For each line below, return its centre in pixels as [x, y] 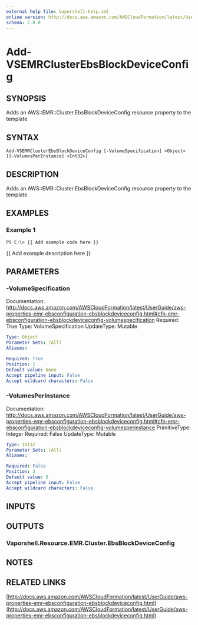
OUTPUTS [25, 526]
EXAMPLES [27, 213]
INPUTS [21, 507]
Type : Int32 [21, 445]
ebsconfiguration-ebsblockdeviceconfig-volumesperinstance [81, 427]
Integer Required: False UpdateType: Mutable [61, 433]
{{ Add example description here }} [49, 253]
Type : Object [22, 337]
